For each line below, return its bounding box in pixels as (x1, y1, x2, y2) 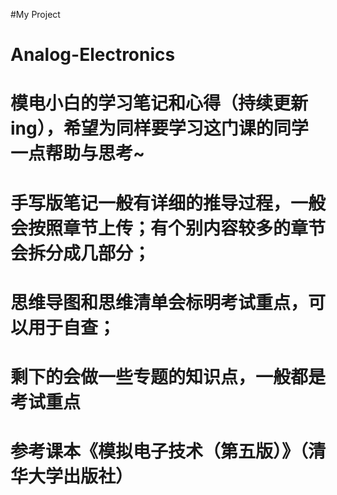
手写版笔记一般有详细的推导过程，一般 (10, 192, 327, 214)
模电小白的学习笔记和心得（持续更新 (10, 92, 309, 115)
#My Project (10, 9, 61, 20)
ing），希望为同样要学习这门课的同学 (10, 117, 309, 140)
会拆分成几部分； (10, 242, 152, 264)
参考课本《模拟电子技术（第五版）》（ (10, 440, 309, 463)
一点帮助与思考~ (10, 142, 146, 165)
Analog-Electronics (10, 44, 176, 66)
